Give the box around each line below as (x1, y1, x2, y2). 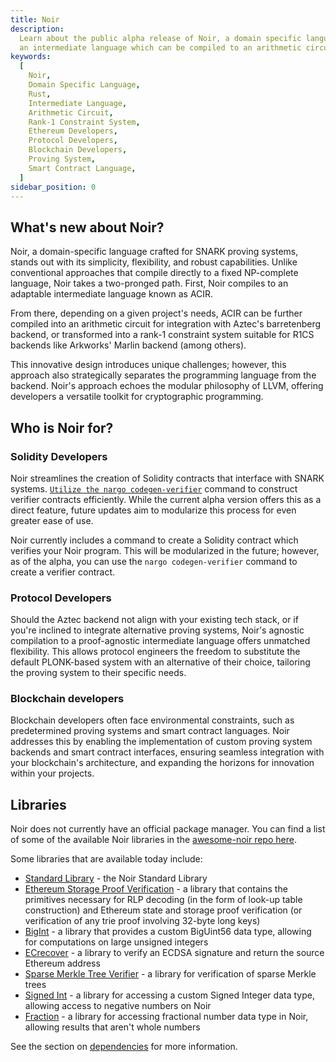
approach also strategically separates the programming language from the (10, 369, 317, 381)
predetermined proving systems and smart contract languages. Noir (10, 725, 290, 737)
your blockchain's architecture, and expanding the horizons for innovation (10, 757, 315, 769)
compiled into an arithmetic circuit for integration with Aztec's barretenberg (10, 318, 322, 330)
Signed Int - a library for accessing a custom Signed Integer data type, (24, 989, 315, 1001)
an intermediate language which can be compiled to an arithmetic (19, 42, 302, 53)
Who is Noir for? (10, 419, 114, 436)
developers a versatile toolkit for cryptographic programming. (10, 391, 264, 403)
